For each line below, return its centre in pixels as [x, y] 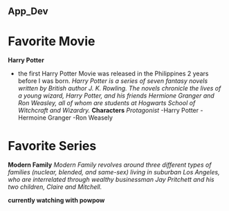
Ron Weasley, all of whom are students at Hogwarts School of [107, 103]
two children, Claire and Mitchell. [55, 187]
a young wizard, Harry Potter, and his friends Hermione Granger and [116, 95]
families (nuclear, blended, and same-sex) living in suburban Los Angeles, [114, 172]
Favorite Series [52, 146]
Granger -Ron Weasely [81, 118]
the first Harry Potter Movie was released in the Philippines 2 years [113, 74]
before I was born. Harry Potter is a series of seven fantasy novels [113, 81]
